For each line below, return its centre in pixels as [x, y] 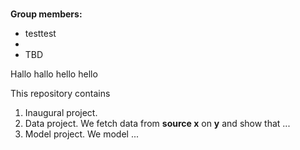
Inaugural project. [61, 113]
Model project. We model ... [82, 134]
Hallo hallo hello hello [54, 74]
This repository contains [60, 94]
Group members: [46, 14]
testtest [40, 34]
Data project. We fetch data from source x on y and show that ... [157, 124]
